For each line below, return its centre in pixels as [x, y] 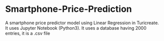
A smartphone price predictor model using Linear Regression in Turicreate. [82, 23]
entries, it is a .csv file [28, 33]
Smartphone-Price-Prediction [69, 9]
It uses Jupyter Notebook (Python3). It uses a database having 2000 [76, 28]
